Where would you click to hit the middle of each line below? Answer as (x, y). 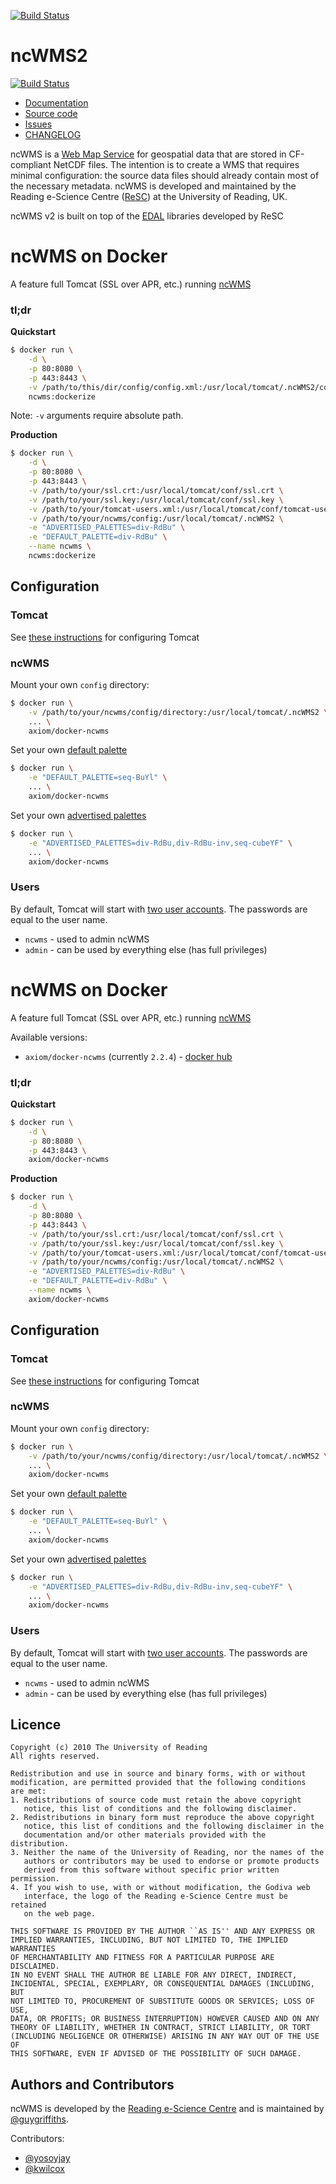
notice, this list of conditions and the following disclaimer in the (174, 1826)
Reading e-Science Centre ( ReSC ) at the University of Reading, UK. (149, 196)
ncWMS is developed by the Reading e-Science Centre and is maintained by (167, 2109)
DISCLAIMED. (35, 1966)
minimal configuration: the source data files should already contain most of (165, 175)
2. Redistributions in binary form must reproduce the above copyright (162, 1818)
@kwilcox (44, 2169)
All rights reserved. (55, 1756)
